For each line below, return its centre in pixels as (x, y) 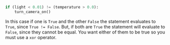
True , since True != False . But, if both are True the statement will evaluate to (85, 26)
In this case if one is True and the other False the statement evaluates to (81, 21)
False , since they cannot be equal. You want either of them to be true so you (85, 32)
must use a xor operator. (31, 37)
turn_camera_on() (33, 12)
